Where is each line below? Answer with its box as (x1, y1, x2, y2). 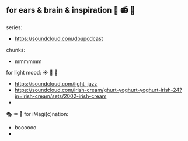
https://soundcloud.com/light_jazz (14, 80, 98, 87)
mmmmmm (14, 58, 42, 65)
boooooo (14, 124, 37, 131)
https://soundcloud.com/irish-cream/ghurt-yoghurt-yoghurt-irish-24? (14, 86, 182, 93)
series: (6, 23, 22, 31)
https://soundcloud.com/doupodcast (14, 35, 103, 42)
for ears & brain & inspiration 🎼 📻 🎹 (6, 5, 135, 15)
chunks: (6, 46, 25, 53)
